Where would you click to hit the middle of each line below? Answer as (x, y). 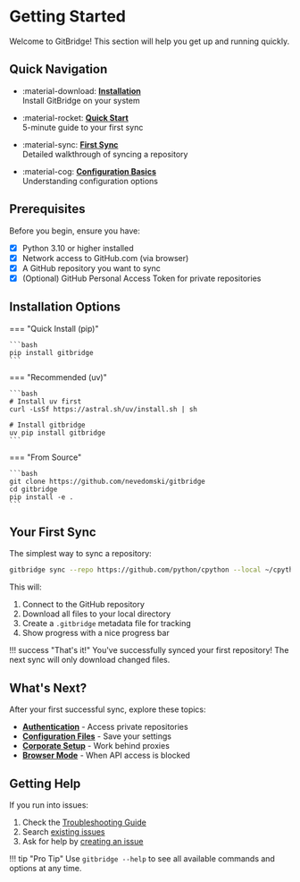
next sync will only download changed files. (90, 660)
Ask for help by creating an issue (83, 841)
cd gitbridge (33, 489)
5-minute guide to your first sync (83, 127)
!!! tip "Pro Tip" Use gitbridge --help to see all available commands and (142, 858)
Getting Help (45, 783)
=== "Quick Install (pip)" (54, 328)
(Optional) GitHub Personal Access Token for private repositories (142, 278)
